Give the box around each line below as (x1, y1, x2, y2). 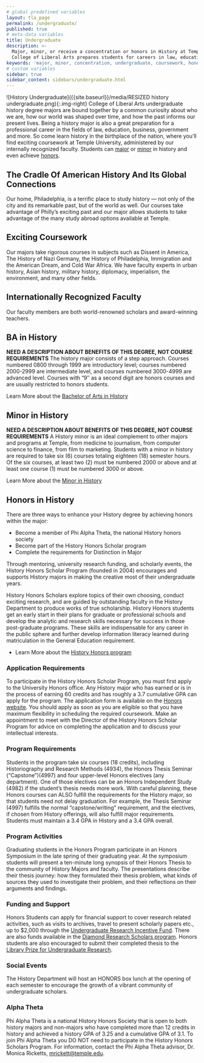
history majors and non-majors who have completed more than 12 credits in (6, 1023, 195, 1031)
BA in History (6, 332, 58, 342)
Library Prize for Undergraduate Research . (6, 946, 113, 953)
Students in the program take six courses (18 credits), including (6, 758, 165, 766)
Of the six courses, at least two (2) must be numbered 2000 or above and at (6, 459, 197, 466)
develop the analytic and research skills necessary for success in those (6, 618, 185, 624)
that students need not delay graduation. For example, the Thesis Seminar (6, 797, 191, 805)
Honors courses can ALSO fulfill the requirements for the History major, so (6, 791, 192, 798)
